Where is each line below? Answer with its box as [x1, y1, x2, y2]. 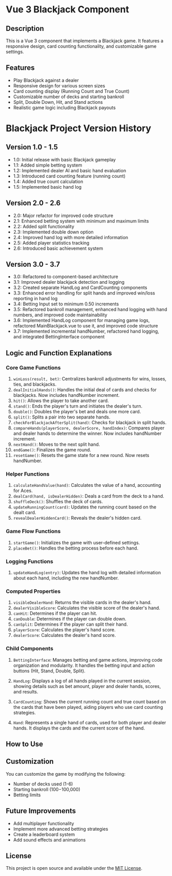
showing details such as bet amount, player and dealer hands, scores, [13, 683, 161, 689]
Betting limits [13, 792, 41, 798]
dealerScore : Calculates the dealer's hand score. [13, 632, 116, 638]
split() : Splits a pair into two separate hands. [13, 414, 111, 420]
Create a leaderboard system [13, 831, 75, 837]
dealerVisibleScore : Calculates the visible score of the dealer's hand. [13, 605, 161, 611]
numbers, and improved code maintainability [13, 312, 107, 318]
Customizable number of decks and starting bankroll [13, 94, 124, 100]
